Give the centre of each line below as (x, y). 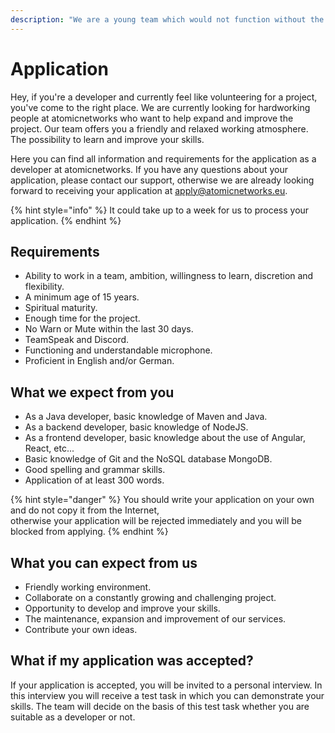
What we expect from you (92, 392)
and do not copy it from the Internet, (85, 510)
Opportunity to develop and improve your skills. (122, 608)
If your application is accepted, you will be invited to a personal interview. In (166, 685)
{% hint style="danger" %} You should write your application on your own (162, 500)
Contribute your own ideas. (81, 629)
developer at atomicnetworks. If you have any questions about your (149, 169)
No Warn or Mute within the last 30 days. (109, 329)
